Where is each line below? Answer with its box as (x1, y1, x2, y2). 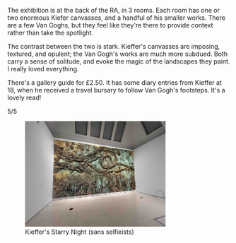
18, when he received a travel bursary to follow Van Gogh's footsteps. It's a (7, 86, 225, 94)
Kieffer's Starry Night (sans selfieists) (25, 227, 134, 236)
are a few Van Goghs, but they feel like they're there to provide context (7, 21, 213, 29)
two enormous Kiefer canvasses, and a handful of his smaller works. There (7, 13, 226, 22)
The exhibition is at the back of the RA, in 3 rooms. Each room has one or (7, 6, 220, 14)
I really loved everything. (7, 65, 79, 73)
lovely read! (7, 93, 42, 102)
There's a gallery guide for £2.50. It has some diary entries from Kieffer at (7, 78, 223, 87)
